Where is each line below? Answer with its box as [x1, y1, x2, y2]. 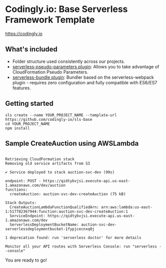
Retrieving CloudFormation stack [5, 157, 75, 162]
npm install [5, 126, 30, 131]
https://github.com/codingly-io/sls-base [5, 117, 93, 122]
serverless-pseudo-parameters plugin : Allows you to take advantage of [12, 63, 160, 69]
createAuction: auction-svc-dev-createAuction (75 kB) [9, 192, 126, 197]
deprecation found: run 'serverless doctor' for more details [9, 236, 142, 241]
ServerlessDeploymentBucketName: [9, 222, 79, 228]
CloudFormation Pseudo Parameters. [12, 69, 89, 75]
